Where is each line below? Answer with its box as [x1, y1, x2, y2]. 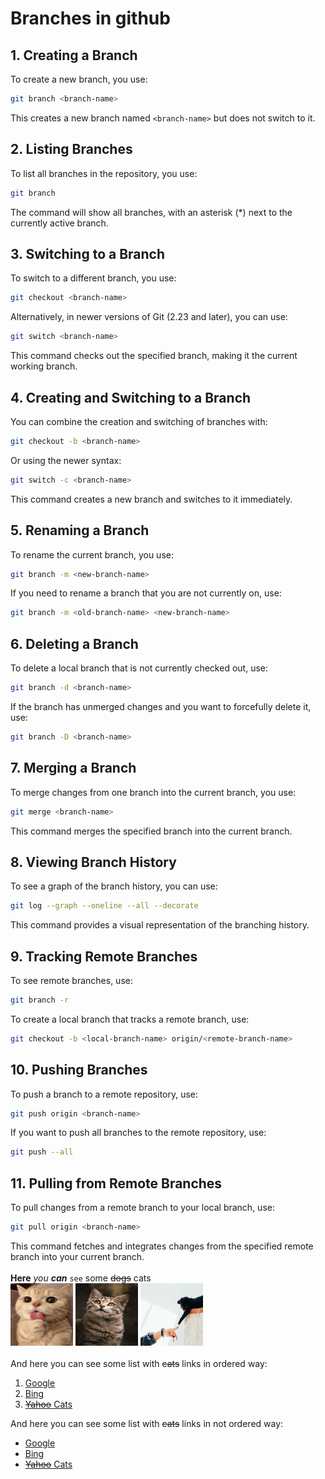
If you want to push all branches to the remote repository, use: [10, 1127, 267, 1139]
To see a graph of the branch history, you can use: [10, 880, 218, 892]
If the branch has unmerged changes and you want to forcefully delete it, [10, 700, 312, 712]
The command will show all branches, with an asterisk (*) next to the [10, 206, 293, 218]
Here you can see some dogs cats [10, 1272, 152, 1284]
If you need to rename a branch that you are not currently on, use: [10, 587, 282, 599]
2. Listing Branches [10, 141, 133, 158]
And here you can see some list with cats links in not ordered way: [10, 1418, 284, 1429]
